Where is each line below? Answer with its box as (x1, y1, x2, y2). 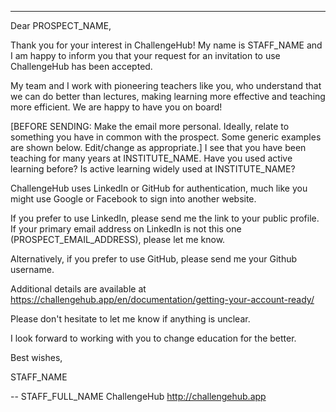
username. (10, 264, 55, 275)
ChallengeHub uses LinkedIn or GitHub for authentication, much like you (10, 182, 308, 194)
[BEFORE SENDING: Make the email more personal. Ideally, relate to (10, 121, 290, 132)
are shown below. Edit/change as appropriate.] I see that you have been (10, 142, 307, 153)
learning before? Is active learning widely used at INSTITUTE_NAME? (10, 163, 296, 175)
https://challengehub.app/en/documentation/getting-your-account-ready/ (10, 294, 315, 305)
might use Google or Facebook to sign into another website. (10, 193, 257, 205)
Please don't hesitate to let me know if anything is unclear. (10, 313, 251, 325)
